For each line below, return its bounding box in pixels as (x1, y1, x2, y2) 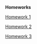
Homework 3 (5, 33, 32, 39)
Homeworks (5, 4, 31, 10)
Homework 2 (5, 23, 32, 29)
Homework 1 (5, 14, 31, 19)
